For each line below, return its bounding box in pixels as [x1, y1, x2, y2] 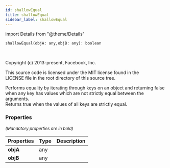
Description [56, 137, 86, 145]
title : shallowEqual [5, 12, 50, 17]
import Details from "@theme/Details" [5, 31, 85, 37]
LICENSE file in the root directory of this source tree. [5, 75, 116, 81]
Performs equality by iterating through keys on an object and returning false [5, 85, 165, 91]
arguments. [5, 95, 30, 102]
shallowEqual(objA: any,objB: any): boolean [5, 41, 102, 46]
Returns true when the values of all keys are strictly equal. [5, 101, 128, 107]
